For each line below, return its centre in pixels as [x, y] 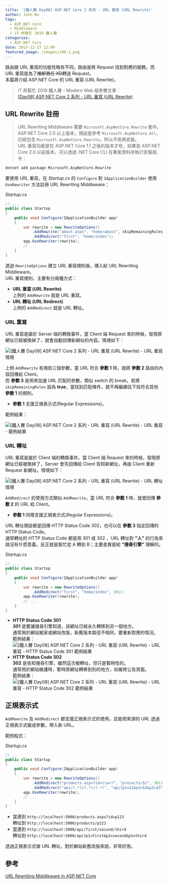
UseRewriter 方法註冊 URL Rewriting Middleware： [57, 185]
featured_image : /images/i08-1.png [43, 52]
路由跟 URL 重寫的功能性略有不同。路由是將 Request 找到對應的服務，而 [80, 67]
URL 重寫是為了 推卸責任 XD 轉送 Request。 [50, 73]
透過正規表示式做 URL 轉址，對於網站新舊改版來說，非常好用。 [70, 846]
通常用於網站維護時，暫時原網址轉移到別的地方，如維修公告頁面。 [81, 669]
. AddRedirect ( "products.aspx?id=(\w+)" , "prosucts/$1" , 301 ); [99, 783]
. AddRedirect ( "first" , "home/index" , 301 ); [78, 592]
